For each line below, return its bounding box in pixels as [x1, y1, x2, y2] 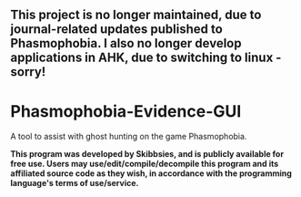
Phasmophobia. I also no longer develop [10, 36, 242, 51]
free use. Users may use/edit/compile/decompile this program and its [10, 159, 279, 170]
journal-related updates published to [10, 22, 224, 37]
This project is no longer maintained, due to [10, 7, 262, 23]
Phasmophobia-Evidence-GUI [10, 100, 242, 121]
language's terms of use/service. [10, 178, 139, 189]
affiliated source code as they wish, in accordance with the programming [10, 168, 292, 179]
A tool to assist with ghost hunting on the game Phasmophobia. [10, 131, 247, 142]
